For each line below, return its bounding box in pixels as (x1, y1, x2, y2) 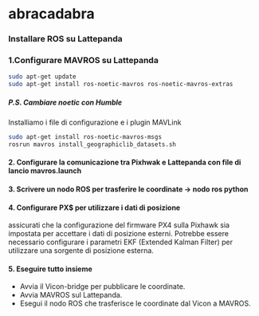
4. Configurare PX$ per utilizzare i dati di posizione (8, 203, 181, 212)
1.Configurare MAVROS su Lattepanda (8, 55, 159, 66)
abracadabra (8, 5, 96, 23)
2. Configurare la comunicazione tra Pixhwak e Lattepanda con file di (8, 157, 241, 168)
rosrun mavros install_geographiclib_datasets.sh (8, 140, 177, 148)
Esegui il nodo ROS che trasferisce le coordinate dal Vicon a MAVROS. (19, 298, 251, 308)
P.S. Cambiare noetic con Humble (8, 97, 123, 107)
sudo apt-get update (8, 73, 77, 81)
